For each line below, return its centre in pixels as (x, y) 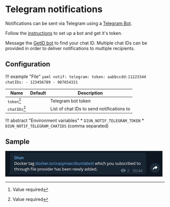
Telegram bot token (71, 101)
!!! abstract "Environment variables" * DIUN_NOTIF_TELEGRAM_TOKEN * (75, 120)
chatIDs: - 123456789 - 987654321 (42, 82)
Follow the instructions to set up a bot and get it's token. (64, 33)
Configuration (28, 64)
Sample (17, 141)
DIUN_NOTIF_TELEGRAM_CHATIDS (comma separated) (57, 126)
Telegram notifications (54, 9)
